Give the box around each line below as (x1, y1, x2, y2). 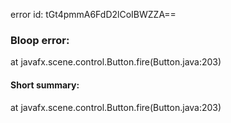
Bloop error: (10, 33, 70, 47)
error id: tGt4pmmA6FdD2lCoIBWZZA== (10, 9, 177, 20)
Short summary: (10, 79, 80, 91)
